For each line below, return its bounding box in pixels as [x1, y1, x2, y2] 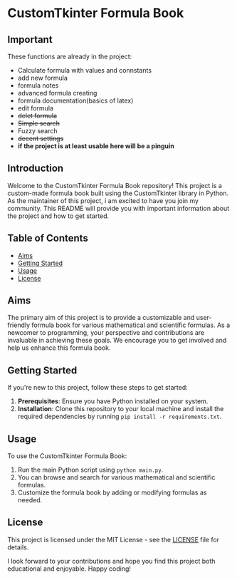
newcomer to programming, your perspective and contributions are [7, 328, 205, 337]
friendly [7, 321, 31, 329]
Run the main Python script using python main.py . [17, 465, 164, 475]
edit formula [17, 104, 53, 112]
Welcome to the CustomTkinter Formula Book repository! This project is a [7, 181, 223, 190]
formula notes [17, 81, 59, 90]
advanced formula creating [17, 89, 98, 97]
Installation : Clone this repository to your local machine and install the [17, 405, 224, 413]
